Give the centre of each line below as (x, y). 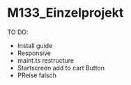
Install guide (35, 45)
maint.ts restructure (46, 60)
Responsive (34, 53)
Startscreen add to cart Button (61, 68)
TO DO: (18, 32)
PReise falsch (37, 75)
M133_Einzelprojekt (65, 13)
